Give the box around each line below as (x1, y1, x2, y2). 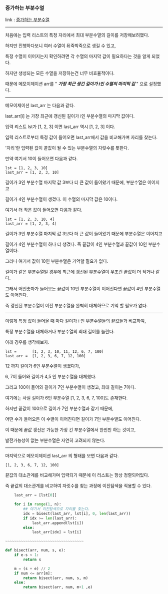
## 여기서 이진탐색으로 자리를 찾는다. (23, 506, 90, 511)
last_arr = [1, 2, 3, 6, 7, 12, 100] (5, 354, 86, 359)
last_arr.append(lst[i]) (31, 520, 84, 525)
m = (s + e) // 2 (14, 566, 50, 571)
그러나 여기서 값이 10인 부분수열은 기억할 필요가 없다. (5, 258, 108, 264)
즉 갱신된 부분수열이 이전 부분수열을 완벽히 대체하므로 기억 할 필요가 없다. (5, 303, 148, 309)
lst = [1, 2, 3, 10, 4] (5, 217, 55, 222)
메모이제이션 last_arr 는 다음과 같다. (5, 103, 75, 109)
